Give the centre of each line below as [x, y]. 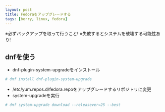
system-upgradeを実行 [36, 96]
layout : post [19, 10]
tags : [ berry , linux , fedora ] [36, 19]
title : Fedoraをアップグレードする [38, 14]
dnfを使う [20, 57]
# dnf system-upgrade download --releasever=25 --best [63, 105]
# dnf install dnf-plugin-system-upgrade [49, 79]
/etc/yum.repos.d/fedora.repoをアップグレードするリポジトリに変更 [82, 89]
